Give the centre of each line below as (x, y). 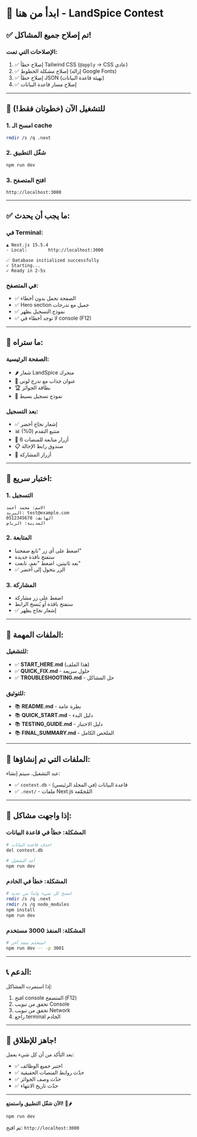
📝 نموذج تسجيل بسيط (38, 396)
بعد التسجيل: (22, 411)
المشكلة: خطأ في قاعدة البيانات (46, 833)
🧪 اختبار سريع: (29, 478)
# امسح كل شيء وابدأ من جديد (39, 894)
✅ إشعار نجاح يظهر (35, 611)
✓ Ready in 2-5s (26, 271)
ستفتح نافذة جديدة (35, 556)
